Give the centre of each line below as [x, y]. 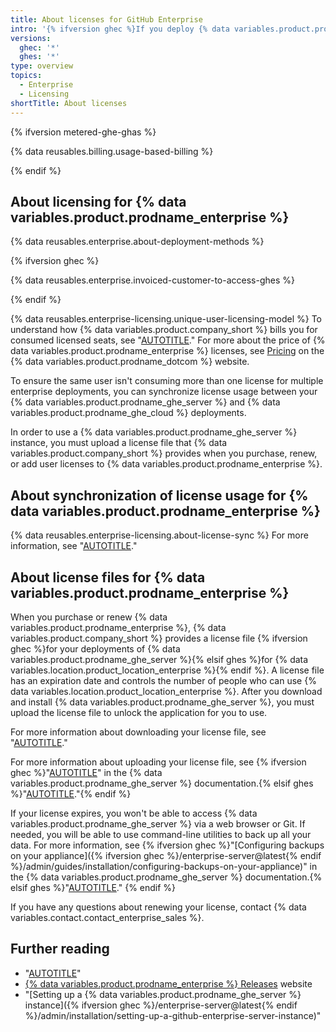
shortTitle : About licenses [69, 103]
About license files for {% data [108, 577]
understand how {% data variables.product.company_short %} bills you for [164, 330]
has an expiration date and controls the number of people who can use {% [163, 680]
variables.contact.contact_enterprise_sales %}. [107, 917]
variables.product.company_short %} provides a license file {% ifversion [159, 638]
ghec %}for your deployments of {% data [95, 648]
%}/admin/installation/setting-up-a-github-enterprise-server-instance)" [173, 1015]
